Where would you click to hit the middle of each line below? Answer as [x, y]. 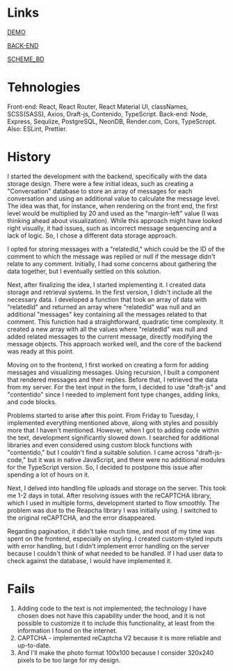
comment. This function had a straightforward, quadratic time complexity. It [115, 321]
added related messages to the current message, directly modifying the [110, 337]
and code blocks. [32, 401]
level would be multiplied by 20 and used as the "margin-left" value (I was [113, 213]
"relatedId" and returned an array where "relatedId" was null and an [104, 307]
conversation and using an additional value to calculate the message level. [114, 198]
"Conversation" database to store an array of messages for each [100, 191]
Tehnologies [44, 87]
